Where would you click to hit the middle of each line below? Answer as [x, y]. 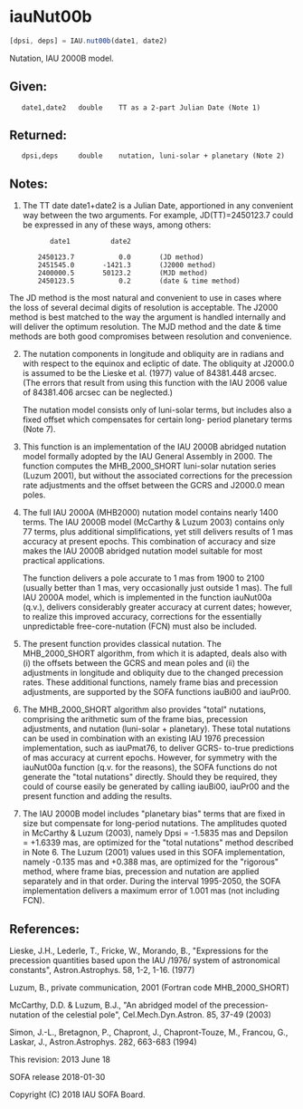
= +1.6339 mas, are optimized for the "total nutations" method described [158, 843]
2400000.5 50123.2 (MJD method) [123, 274]
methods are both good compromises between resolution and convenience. [151, 336]
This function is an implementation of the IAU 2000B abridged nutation [154, 447]
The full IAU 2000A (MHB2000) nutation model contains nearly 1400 [150, 513]
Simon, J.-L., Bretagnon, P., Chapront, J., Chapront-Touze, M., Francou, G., [149, 1032]
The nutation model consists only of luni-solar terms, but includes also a [157, 410]
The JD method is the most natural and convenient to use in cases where [146, 298]
